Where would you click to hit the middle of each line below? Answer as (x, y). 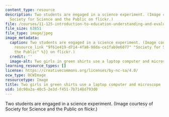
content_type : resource (30, 10)
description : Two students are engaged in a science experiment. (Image (83, 15)
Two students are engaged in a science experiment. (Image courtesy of (79, 103)
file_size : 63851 (23, 29)
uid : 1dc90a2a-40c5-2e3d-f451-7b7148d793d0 (52, 89)
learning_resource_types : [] (36, 66)
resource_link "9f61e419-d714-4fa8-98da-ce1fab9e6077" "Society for (88, 47)
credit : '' (21, 56)
